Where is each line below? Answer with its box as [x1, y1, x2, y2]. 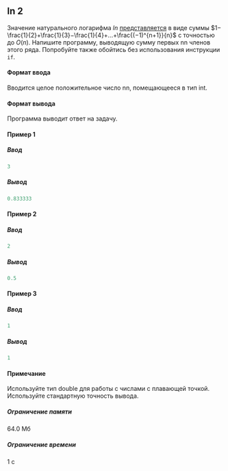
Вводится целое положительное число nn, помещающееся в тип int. [7, 84, 207, 92]
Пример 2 [7, 210, 37, 218]
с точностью [177, 31, 215, 39]
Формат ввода [7, 68, 51, 77]
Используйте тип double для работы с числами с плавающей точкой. [7, 385, 210, 393]
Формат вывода [7, 99, 56, 107]
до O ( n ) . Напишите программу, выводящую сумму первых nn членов [7, 38, 211, 47]
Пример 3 [7, 290, 37, 298]
